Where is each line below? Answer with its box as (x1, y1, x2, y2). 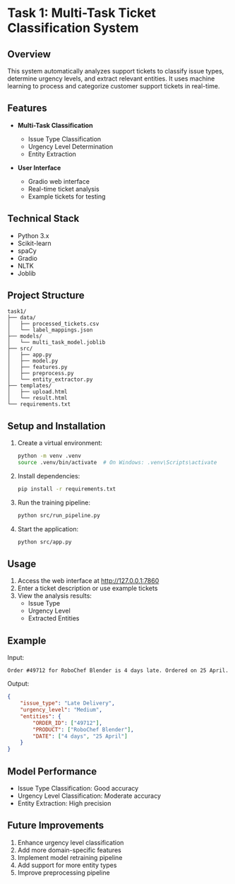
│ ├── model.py (7, 358, 59, 365)
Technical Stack (7, 213, 80, 225)
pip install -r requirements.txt (17, 485, 116, 493)
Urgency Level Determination (28, 142, 114, 151)
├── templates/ (7, 382, 52, 389)
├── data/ (7, 314, 37, 322)
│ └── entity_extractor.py (7, 376, 93, 383)
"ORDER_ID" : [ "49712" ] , (32, 719, 102, 726)
